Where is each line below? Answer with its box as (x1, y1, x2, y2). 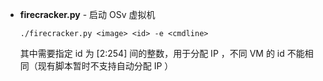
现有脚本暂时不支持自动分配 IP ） (37, 60, 174, 72)
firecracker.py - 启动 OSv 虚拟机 (19, 9, 156, 20)
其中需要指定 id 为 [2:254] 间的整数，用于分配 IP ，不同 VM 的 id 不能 (19, 48, 305, 59)
